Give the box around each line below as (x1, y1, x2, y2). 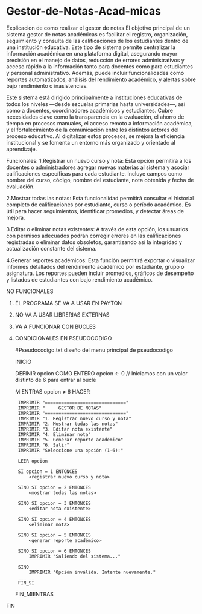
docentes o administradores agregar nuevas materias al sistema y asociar (6, 163, 190, 171)
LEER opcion (17, 458, 48, 464)
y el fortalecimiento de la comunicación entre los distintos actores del (6, 126, 179, 133)
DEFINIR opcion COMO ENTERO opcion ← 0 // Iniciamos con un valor (14, 369, 188, 377)
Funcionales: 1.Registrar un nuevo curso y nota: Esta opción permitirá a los (6, 157, 192, 164)
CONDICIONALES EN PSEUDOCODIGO (14, 334, 112, 342)
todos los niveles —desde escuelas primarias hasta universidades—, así (6, 100, 186, 107)
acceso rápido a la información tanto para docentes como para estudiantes (6, 62, 193, 70)
